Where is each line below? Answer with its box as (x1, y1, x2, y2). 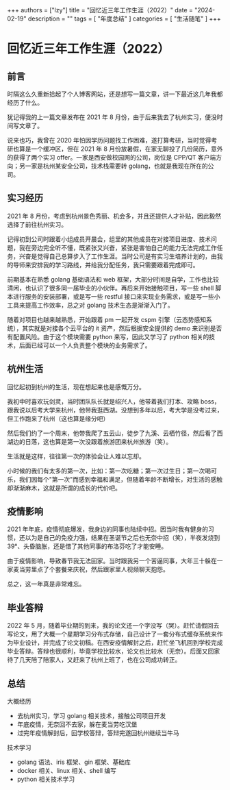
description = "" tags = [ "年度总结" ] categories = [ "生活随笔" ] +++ (27, 14, 221, 23)
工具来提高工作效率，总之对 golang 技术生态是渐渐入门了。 (7, 301, 174, 309)
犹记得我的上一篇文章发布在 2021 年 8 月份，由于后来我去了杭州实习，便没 (7, 113, 218, 121)
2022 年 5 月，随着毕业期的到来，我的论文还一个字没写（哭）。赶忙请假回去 (7, 621, 220, 630)
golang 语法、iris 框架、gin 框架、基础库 (16, 758, 131, 766)
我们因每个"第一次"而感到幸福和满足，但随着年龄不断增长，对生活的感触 (18, 475, 223, 483)
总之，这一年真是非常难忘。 (7, 580, 86, 588)
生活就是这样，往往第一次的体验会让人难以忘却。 (7, 452, 145, 460)
